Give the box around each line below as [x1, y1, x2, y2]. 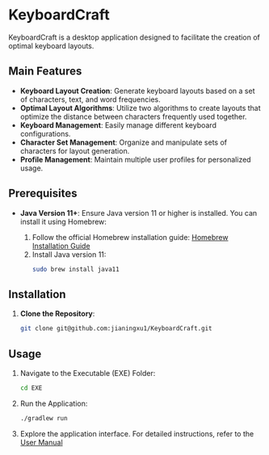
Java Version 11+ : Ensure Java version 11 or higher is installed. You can [19, 208, 258, 217]
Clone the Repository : [19, 309, 95, 318]
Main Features [8, 65, 82, 78]
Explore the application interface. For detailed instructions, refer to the [19, 428, 254, 438]
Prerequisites [8, 187, 78, 200]
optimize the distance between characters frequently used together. [19, 112, 247, 121]
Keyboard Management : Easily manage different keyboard [19, 120, 216, 130]
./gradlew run [19, 414, 68, 422]
